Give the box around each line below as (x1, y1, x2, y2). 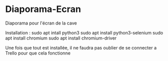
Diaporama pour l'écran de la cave (5, 20, 77, 26)
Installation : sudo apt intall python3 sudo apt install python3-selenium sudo (5, 29, 163, 35)
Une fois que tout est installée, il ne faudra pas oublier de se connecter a (5, 44, 157, 50)
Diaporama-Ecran (5, 3, 81, 15)
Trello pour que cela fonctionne (5, 50, 71, 56)
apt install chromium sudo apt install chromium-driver (5, 35, 117, 41)
